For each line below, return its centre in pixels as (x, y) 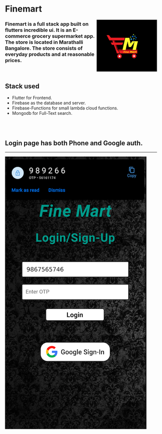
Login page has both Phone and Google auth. (74, 143)
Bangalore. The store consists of (44, 48)
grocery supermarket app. (63, 36)
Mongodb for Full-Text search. (42, 113)
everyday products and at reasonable (50, 54)
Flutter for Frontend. (32, 98)
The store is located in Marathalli (44, 42)
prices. (13, 61)
